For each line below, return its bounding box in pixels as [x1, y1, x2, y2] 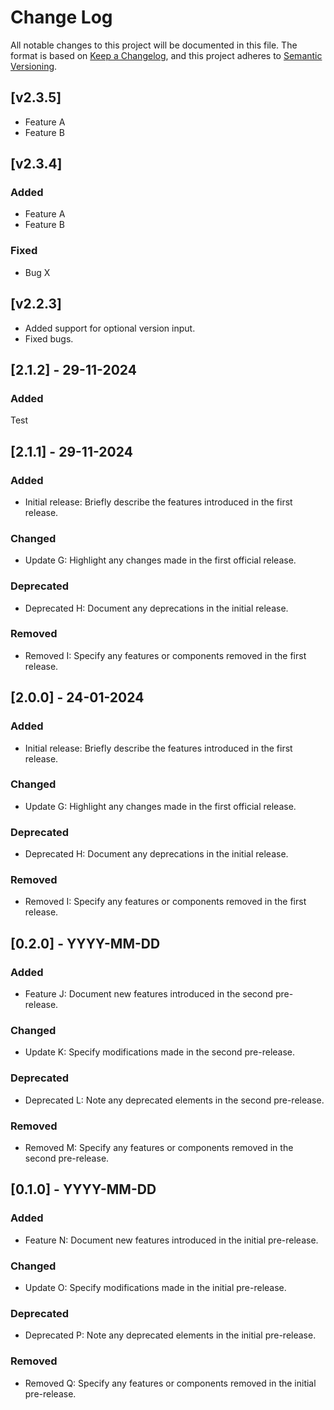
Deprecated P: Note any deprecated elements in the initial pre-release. [24, 1329, 317, 1341]
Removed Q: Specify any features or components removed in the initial [24, 1377, 317, 1389]
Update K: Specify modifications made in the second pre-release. [24, 1046, 296, 1058]
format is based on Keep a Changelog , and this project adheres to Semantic [10, 49, 323, 61]
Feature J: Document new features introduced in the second [24, 988, 274, 1000]
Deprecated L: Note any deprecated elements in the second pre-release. [24, 1094, 325, 1106]
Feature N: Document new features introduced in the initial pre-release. [24, 1234, 319, 1246]
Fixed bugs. [24, 332, 74, 345]
